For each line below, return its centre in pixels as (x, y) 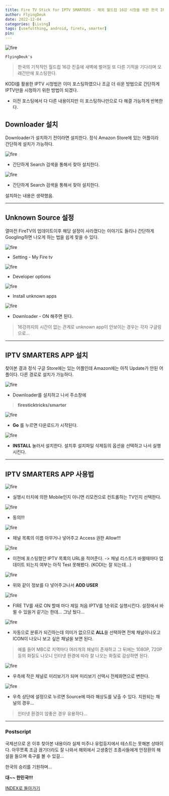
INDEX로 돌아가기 (23, 788)
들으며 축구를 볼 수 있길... (39, 756)
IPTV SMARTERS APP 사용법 (50, 474)
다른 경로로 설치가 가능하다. (47, 375)
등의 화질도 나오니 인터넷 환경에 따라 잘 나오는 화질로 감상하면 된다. (83, 656)
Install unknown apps (34, 296)
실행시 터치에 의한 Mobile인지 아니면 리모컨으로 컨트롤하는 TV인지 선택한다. (87, 497)
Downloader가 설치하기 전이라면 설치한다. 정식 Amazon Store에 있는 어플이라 (82, 138)
